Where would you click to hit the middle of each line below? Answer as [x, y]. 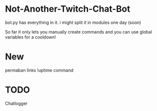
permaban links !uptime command [39, 70]
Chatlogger [16, 103]
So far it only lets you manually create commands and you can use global [78, 32]
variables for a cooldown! [30, 37]
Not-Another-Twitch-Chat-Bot [68, 9]
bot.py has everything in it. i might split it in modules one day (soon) [73, 22]
